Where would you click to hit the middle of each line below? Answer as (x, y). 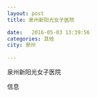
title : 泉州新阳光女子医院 (41, 20)
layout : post (26, 13)
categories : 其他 (31, 39)
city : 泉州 (22, 45)
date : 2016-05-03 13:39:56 (48, 32)
